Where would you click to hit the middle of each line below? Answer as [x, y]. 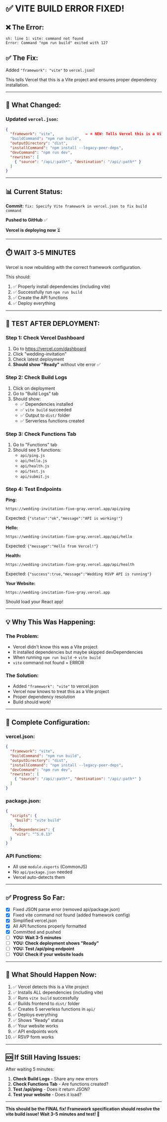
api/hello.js [34, 461]
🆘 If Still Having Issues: [43, 1057]
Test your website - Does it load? [47, 1095]
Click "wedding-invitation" [40, 354]
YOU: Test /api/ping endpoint [44, 949]
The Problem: [22, 636]
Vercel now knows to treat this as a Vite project [61, 692]
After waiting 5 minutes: [30, 1069]
